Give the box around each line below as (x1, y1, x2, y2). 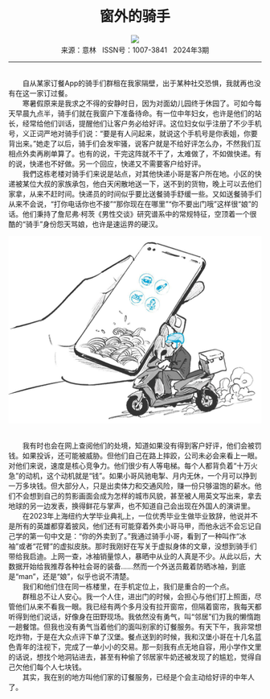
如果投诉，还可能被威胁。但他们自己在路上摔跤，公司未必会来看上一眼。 (22, 451, 262, 461)
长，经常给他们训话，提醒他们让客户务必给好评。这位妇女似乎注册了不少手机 (8, 118, 262, 128)
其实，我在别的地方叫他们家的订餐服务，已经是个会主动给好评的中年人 (22, 672, 255, 682)
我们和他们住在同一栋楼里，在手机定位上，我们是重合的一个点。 (22, 581, 234, 592)
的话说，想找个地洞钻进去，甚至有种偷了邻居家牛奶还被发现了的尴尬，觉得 (8, 652, 255, 662)
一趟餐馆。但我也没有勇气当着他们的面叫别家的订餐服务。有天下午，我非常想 (8, 622, 262, 632)
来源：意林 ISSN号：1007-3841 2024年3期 (60, 45, 210, 55)
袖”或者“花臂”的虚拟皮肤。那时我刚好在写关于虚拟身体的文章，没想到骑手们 (8, 541, 257, 552)
